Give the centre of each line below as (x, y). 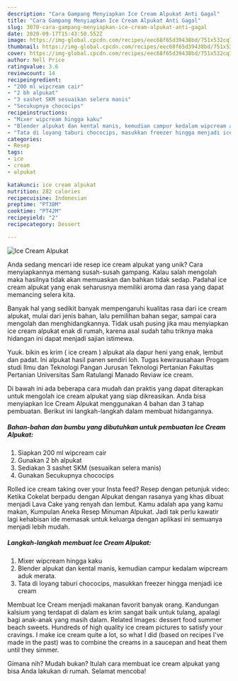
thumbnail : (23, 47)
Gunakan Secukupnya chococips (66, 475)
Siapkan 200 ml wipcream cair (62, 452)
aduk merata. (37, 575)
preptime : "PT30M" (34, 205)
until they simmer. (33, 650)
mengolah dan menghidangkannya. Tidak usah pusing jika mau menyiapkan (118, 323)
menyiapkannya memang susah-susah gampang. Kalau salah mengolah (112, 272)
